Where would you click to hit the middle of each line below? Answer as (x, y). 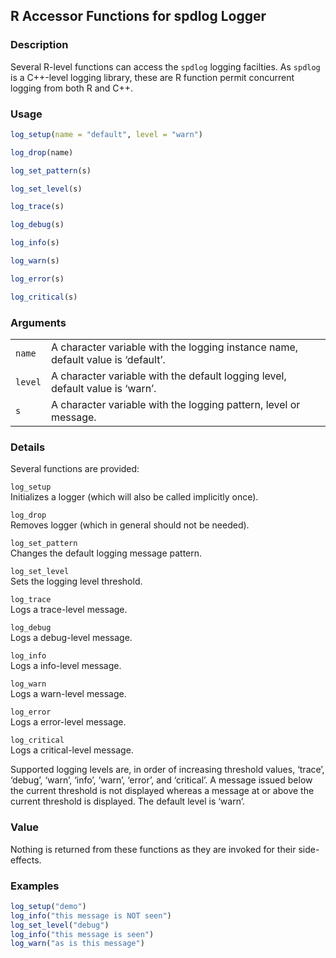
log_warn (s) (35, 261)
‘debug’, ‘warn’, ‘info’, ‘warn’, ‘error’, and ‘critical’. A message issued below (161, 780)
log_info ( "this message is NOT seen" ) (91, 915)
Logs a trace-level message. (69, 610)
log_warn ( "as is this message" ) (77, 944)
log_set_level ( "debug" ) (60, 925)
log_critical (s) (44, 297)
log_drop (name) (42, 152)
